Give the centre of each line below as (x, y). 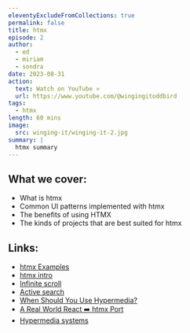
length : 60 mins (35, 118)
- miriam (29, 60)
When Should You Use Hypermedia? (78, 300)
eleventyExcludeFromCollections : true (71, 15)
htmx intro (36, 275)
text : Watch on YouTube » (58, 89)
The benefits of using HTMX (65, 215)
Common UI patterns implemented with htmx (92, 206)
